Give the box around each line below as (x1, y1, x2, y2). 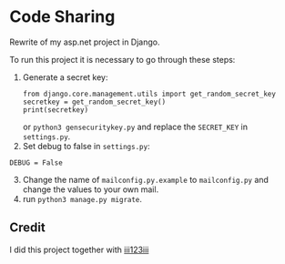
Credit (9, 220, 46, 236)
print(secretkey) (22, 105, 89, 115)
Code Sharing (9, 6, 116, 27)
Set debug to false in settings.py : (22, 140, 150, 151)
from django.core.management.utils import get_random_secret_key (22, 89, 276, 98)
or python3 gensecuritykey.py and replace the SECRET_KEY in (22, 121, 249, 132)
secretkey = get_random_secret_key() (22, 97, 167, 107)
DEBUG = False (9, 157, 64, 168)
